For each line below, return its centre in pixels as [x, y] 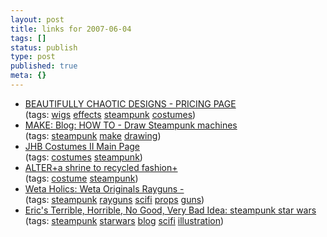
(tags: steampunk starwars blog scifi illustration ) [124, 220]
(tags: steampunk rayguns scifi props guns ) [114, 199]
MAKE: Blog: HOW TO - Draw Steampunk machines [131, 125]
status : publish [44, 47]
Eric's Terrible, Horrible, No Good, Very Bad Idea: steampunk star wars [170, 210]
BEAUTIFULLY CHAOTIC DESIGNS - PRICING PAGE [130, 103]
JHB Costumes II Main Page [82, 146]
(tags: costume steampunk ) [81, 178]
